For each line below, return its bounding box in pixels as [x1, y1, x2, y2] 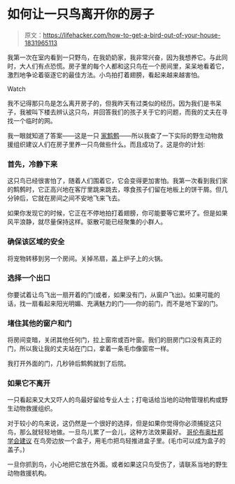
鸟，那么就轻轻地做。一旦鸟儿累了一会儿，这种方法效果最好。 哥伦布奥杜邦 [7, 428, 224, 436]
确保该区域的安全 [7, 237, 65, 247]
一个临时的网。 [13, 116, 57, 124]
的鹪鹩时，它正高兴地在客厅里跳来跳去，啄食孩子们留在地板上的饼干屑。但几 [7, 185, 228, 194]
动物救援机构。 [7, 469, 50, 478]
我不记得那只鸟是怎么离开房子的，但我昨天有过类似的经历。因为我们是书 [7, 99, 215, 107]
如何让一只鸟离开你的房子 [7, 6, 155, 22]
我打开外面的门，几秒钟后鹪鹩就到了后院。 [7, 360, 130, 368]
